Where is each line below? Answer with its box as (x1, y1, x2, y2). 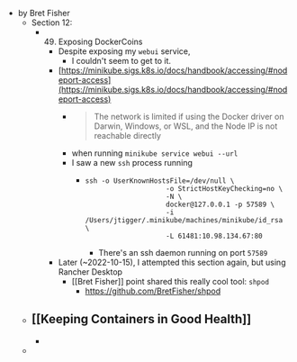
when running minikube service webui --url (71, 148, 238, 158)
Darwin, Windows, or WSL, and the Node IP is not (94, 121, 278, 131)
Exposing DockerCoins (58, 36, 143, 47)
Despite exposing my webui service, (58, 46, 191, 57)
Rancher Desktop (58, 267, 123, 277)
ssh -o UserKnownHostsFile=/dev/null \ (85, 176, 235, 186)
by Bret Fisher (17, 8, 70, 18)
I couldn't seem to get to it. (71, 56, 172, 66)
